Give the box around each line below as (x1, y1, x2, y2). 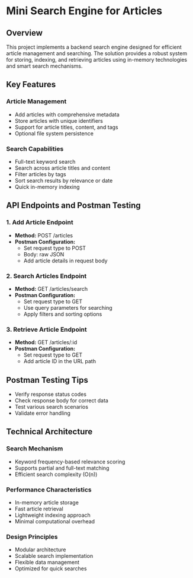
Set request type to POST (23, 244, 86, 252)
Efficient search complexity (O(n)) (14, 471, 98, 478)
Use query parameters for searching (23, 304, 112, 311)
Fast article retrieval (14, 506, 63, 513)
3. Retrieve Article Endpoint (6, 325, 87, 334)
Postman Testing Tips (6, 375, 89, 385)
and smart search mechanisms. (6, 62, 83, 69)
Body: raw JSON (23, 250, 65, 258)
